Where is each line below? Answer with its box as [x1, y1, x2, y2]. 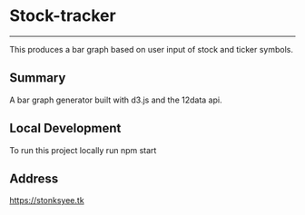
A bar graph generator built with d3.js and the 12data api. [9, 94, 222, 105]
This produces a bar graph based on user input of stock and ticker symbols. [9, 44, 293, 54]
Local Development [9, 121, 122, 136]
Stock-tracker [9, 5, 116, 26]
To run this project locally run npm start [9, 144, 157, 155]
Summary [9, 70, 66, 86]
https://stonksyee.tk [9, 195, 84, 206]
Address [9, 171, 59, 186]
